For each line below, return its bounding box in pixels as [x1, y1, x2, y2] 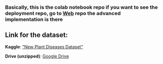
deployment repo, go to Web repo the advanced [5, 10, 121, 16]
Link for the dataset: [5, 31, 68, 39]
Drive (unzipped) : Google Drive [5, 53, 70, 59]
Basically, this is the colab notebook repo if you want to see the [5, 4, 158, 11]
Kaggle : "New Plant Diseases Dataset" [5, 44, 83, 49]
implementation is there [5, 16, 63, 23]
